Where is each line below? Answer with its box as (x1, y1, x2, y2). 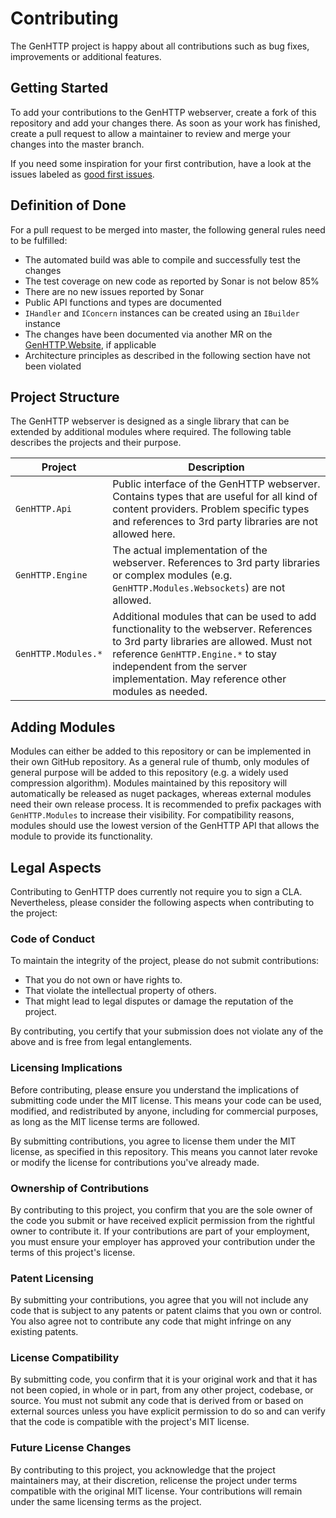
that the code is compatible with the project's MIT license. (10, 1416, 250, 1428)
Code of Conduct (10, 932, 95, 946)
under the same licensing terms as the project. (10, 1495, 202, 1507)
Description (188, 460, 245, 474)
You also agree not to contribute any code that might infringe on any (10, 1315, 292, 1327)
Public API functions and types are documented (24, 296, 222, 308)
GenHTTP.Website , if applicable (24, 338, 157, 351)
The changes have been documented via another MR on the (24, 328, 273, 340)
